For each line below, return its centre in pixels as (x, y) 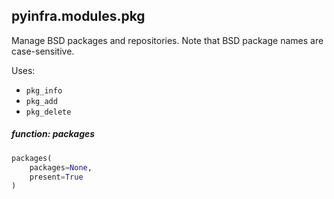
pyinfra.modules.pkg (78, 16)
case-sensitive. (43, 51)
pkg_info (44, 90)
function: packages (53, 134)
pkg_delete (48, 112)
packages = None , (61, 167)
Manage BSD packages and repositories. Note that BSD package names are (167, 40)
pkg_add (41, 101)
